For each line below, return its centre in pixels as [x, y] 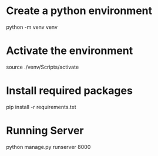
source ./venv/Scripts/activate [43, 67]
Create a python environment [79, 11]
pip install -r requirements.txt [41, 107]
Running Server [45, 131]
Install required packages [70, 91]
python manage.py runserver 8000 [48, 147]
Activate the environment [70, 51]
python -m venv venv [32, 27]
